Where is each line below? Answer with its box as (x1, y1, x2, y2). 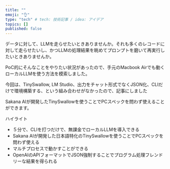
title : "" (5, 7, 26, 13)
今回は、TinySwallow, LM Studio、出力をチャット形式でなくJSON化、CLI (5, 82, 159, 88)
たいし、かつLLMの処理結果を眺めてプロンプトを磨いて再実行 (31, 47, 161, 53)
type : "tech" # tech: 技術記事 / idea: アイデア (5, 17, 104, 22)
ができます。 (5, 105, 32, 111)
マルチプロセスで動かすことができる (12, 146, 89, 152)
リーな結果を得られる (12, 158, 57, 164)
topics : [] (5, 21, 28, 27)
